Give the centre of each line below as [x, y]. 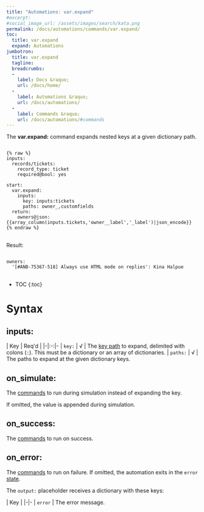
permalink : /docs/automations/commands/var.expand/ [73, 29]
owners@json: [34, 217]
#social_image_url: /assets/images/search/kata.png [73, 23]
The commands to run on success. [50, 438]
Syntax [25, 309]
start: [15, 185]
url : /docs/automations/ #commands [61, 119]
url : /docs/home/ [39, 86]
